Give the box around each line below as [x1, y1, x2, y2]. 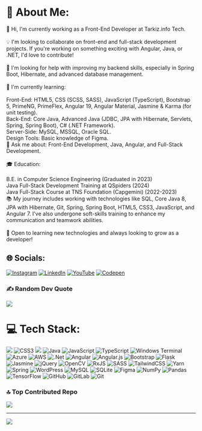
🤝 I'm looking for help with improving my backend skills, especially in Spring [6, 64, 194, 71]
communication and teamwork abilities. [6, 216, 103, 223]
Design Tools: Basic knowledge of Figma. [6, 134, 109, 141]
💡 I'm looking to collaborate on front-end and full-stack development [6, 38, 177, 45]
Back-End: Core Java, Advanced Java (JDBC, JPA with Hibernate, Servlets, [6, 115, 193, 122]
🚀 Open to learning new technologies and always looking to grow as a [6, 229, 179, 237]
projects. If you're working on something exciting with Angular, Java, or [6, 45, 183, 52]
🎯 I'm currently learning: [6, 83, 66, 90]
